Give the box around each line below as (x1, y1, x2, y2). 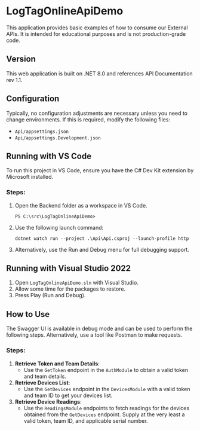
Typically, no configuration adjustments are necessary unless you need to (6, 109, 188, 117)
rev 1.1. (6, 76, 23, 83)
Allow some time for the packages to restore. (14, 285, 126, 292)
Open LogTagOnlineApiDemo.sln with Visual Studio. (14, 279, 139, 286)
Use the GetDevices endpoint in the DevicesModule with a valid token (23, 385, 190, 392)
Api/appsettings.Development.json (14, 135, 101, 141)
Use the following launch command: (14, 224, 104, 231)
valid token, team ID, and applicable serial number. (23, 417, 148, 424)
